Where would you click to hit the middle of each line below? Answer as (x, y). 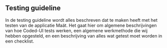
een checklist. (20, 41)
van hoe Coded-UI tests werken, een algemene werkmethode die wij (76, 30)
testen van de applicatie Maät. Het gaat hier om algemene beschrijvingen (81, 25)
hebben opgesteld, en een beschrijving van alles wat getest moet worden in (84, 36)
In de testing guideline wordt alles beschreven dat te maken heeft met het (81, 20)
